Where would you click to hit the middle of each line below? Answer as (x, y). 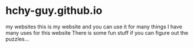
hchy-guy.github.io (54, 11)
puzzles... (17, 39)
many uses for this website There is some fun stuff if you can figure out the (97, 32)
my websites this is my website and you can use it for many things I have (94, 27)
